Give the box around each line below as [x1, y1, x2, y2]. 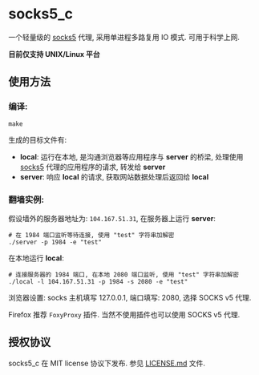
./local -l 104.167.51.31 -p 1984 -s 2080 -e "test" [8, 277, 188, 285]
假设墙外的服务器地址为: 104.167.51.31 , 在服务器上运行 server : [8, 213, 217, 223]
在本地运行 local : [8, 253, 64, 263]
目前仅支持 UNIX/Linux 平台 [8, 49, 100, 58]
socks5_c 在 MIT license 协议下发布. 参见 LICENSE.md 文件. [8, 358, 206, 368]
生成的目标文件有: [8, 135, 67, 144]
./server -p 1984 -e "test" [8, 238, 103, 246]
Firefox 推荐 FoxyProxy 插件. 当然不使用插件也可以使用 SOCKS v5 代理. [8, 309, 241, 319]
